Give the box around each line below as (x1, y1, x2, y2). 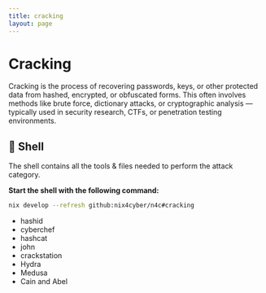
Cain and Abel (20, 277, 68, 286)
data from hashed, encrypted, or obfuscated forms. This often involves (8, 90, 246, 100)
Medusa (20, 268, 48, 278)
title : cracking (8, 11, 63, 20)
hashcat (20, 234, 48, 243)
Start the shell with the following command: (8, 186, 159, 195)
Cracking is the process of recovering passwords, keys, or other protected (8, 81, 259, 91)
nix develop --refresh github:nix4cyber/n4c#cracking (8, 201, 195, 210)
